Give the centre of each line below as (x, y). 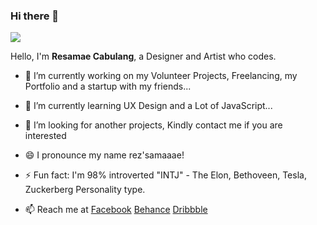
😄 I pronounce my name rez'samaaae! (104, 155)
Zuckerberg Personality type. (85, 190)
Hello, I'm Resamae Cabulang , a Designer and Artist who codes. (143, 56)
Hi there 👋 (35, 16)
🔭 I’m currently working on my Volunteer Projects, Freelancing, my (161, 76)
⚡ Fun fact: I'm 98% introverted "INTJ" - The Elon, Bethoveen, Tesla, (165, 175)
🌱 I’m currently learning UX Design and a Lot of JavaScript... (148, 106)
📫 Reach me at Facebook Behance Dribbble (116, 210)
